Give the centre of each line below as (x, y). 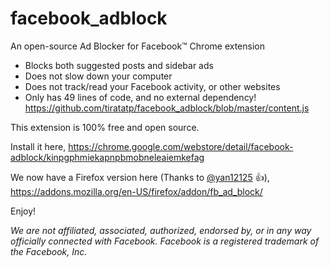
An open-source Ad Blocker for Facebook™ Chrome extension (137, 46)
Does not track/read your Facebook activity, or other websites (152, 86)
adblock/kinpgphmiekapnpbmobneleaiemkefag (107, 157)
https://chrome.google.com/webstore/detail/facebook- (181, 146)
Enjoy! (23, 211)
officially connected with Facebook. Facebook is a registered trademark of (165, 241)
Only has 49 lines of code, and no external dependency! (140, 97)
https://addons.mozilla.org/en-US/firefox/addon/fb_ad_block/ (136, 191)
